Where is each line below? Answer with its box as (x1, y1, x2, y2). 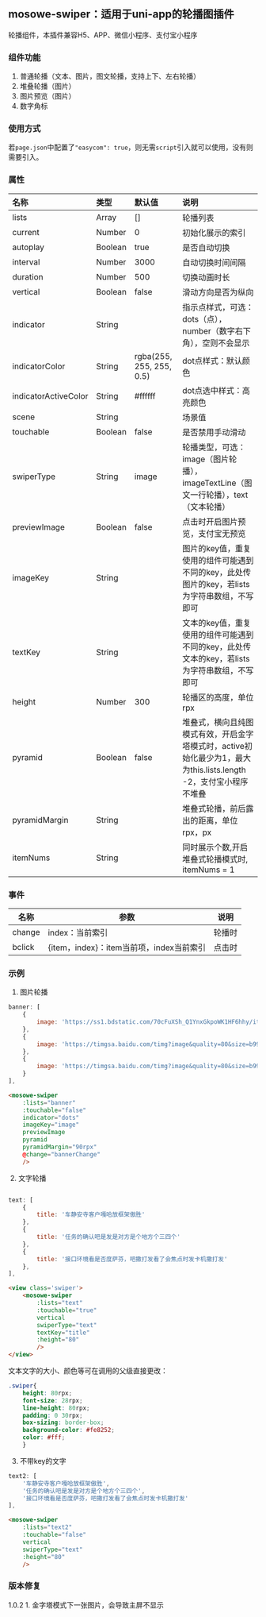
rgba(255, (134, 350, 173, 361)
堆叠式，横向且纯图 (181, 716, 254, 727)
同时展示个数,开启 (181, 841, 249, 852)
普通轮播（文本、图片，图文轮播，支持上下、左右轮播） (19, 71, 200, 81)
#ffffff (134, 390, 156, 401)
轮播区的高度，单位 (181, 692, 254, 703)
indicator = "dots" (22, 1113, 80, 1121)
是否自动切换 (181, 241, 230, 253)
